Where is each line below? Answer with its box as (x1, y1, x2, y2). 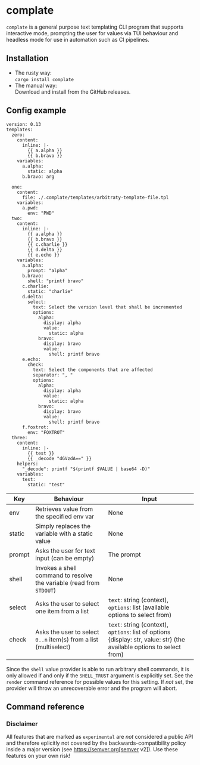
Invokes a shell (35, 563, 77, 572)
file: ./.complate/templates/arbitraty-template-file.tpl (21, 195, 169, 200)
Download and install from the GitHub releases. (14, 88, 131, 95)
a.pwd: (21, 205, 39, 211)
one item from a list (35, 607, 89, 615)
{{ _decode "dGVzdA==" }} (27, 455, 92, 461)
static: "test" (27, 482, 65, 488)
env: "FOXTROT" (27, 429, 65, 436)
